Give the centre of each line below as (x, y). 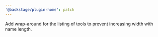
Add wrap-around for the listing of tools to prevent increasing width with (79, 24)
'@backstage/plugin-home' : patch (40, 10)
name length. (19, 29)
